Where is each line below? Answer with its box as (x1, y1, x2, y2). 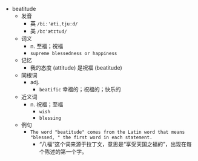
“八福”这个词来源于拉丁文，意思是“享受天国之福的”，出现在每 (39, 140, 192, 148)
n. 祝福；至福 (30, 101, 64, 108)
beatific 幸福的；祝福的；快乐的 (39, 86, 121, 93)
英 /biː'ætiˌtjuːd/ (30, 20, 78, 27)
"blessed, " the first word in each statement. (30, 134, 153, 140)
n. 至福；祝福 (30, 42, 64, 50)
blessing (39, 115, 62, 121)
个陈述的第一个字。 (39, 148, 88, 155)
